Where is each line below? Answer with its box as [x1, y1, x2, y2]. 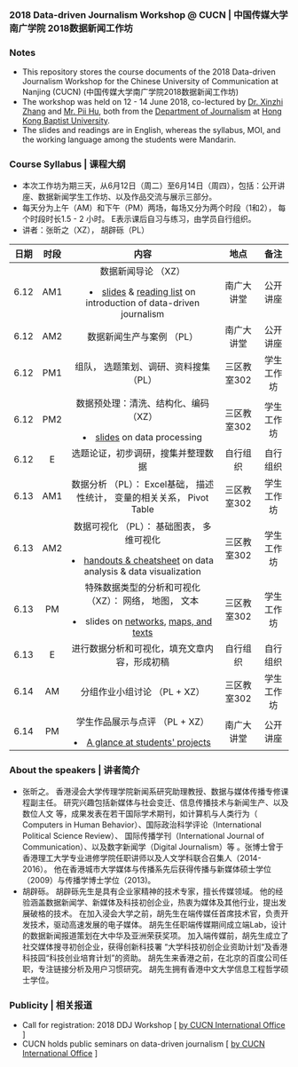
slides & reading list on [101, 285, 196, 297]
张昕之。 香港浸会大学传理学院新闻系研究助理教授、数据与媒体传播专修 [21, 786, 281, 796]
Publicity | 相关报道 [9, 999, 93, 1011]
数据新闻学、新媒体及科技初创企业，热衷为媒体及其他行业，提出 [45, 897, 279, 907]
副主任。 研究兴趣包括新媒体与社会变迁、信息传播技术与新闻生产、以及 [29, 797, 289, 808]
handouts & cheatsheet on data [83, 554, 215, 566]
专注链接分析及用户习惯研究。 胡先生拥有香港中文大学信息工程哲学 [37, 963, 281, 974]
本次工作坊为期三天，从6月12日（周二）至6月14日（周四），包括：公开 [21, 180, 278, 191]
